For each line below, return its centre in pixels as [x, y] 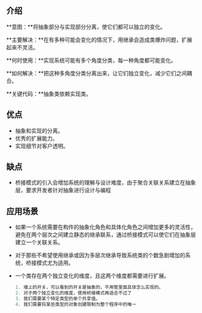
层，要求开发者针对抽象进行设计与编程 [63, 190]
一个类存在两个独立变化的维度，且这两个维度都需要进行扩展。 [92, 276]
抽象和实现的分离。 [39, 130]
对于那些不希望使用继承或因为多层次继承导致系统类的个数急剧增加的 [100, 255]
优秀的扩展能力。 [36, 138]
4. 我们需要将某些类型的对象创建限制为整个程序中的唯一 [76, 304]
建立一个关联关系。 [39, 242]
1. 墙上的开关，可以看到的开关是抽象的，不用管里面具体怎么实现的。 [89, 287]
